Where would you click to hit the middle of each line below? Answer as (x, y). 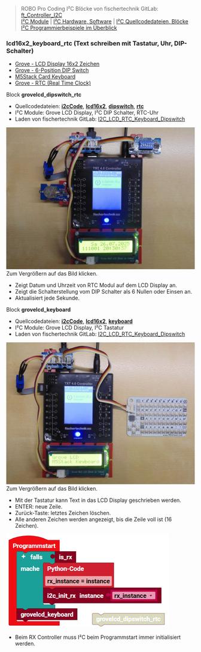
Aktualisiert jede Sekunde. (47, 298)
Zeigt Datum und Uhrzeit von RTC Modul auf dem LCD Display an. (96, 285)
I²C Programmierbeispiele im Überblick (69, 28)
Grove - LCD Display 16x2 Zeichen (57, 64)
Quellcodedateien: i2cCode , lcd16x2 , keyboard (74, 321)
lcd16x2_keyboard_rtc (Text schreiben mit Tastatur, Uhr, (90, 43)
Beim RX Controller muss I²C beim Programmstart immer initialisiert (98, 637)
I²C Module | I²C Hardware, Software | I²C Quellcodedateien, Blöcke (104, 21)
